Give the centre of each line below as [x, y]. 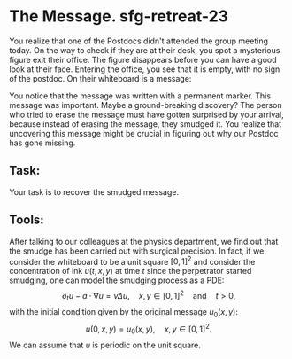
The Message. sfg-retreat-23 [119, 16]
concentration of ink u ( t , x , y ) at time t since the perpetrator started [131, 271]
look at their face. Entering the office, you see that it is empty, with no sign [145, 69]
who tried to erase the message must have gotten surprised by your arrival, [147, 114]
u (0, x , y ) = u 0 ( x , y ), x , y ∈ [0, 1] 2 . [149, 329]
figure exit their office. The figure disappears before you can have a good [143, 59]
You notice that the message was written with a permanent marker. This [140, 96]
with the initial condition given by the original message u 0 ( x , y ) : [124, 312]
